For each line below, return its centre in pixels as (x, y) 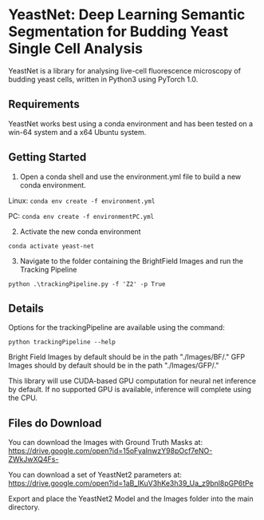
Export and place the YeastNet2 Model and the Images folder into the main (131, 499)
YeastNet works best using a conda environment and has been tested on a (131, 123)
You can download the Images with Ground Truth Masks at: (106, 443)
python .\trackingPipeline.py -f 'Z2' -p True (87, 284)
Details (26, 308)
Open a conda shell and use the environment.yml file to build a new (130, 177)
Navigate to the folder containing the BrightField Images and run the (131, 260)
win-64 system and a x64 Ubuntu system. (77, 132)
